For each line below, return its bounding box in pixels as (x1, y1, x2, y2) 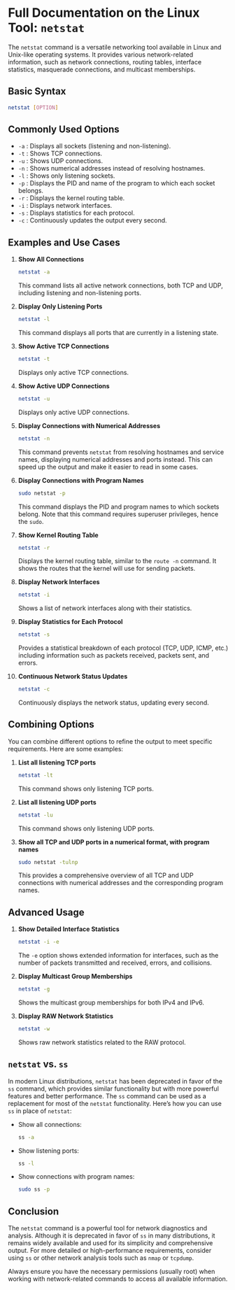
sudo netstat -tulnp (17, 858, 78, 865)
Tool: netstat (8, 20, 85, 36)
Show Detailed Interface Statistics (17, 925, 120, 933)
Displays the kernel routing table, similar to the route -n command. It (17, 557, 217, 565)
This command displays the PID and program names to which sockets (17, 502, 220, 511)
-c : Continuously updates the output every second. (17, 216, 167, 225)
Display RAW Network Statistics (17, 1012, 114, 1020)
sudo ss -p (17, 1186, 50, 1193)
